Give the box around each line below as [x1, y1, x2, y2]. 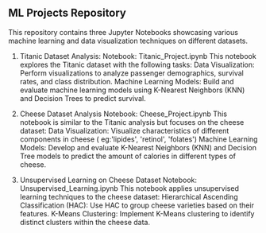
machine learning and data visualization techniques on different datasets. [8, 36, 249, 45]
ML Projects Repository [8, 6, 127, 20]
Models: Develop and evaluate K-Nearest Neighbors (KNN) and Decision [19, 142, 256, 152]
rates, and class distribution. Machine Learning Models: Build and [19, 76, 234, 86]
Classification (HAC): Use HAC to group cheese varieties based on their [19, 200, 254, 210]
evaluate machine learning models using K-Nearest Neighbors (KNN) [19, 85, 245, 95]
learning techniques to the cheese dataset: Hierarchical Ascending [19, 192, 238, 201]
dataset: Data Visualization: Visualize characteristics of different [19, 126, 229, 135]
